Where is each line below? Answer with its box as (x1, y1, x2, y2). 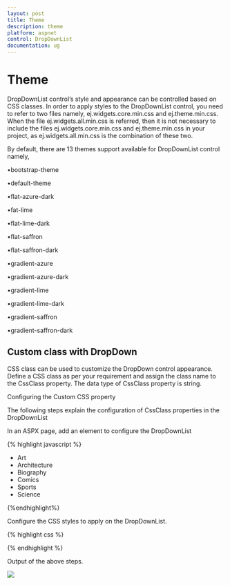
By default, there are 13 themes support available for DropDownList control (7, 144, 220, 153)
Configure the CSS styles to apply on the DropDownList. (7, 517, 167, 525)
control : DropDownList (7, 36, 73, 43)
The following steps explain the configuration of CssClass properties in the (7, 405, 220, 414)
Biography (17, 468, 47, 477)
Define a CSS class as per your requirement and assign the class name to (7, 372, 216, 380)
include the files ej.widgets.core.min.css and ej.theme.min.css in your (7, 124, 205, 132)
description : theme (7, 23, 64, 30)
